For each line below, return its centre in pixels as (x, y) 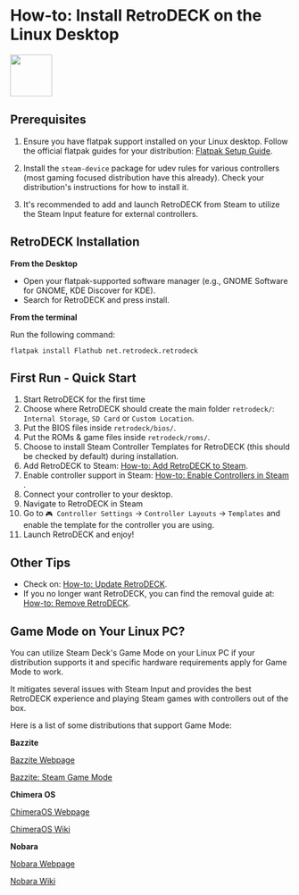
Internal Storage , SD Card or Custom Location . (108, 418)
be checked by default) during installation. (101, 456)
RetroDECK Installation (75, 242)
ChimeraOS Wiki (40, 829)
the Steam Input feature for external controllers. (111, 213)
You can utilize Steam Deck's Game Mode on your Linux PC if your (133, 652)
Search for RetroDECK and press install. (96, 299)
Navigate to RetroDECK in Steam (83, 504)
